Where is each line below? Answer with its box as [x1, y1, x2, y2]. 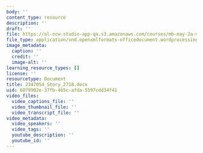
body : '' [6, 8, 28, 15]
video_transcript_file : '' [11, 110, 80, 116]
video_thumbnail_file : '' [11, 104, 77, 110]
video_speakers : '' [11, 121, 61, 127]
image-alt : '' [11, 59, 47, 65]
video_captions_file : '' [11, 98, 74, 104]
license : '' [6, 70, 36, 76]
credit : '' [11, 54, 39, 60]
